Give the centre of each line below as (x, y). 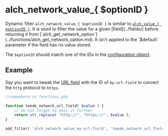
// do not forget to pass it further (53, 110)
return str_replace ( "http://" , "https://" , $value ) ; (72, 115)
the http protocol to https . (32, 87)
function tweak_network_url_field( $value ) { (54, 106)
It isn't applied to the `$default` (126, 39)
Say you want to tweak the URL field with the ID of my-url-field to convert (82, 82)
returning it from (22, 34)
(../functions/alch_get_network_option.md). (49, 39)
